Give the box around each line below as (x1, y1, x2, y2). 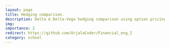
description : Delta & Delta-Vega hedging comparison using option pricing (5, 16, 166, 21)
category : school (5, 35, 42, 40)
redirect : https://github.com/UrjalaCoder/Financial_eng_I (5, 30, 133, 35)
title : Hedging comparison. (5, 12, 65, 17)
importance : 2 (5, 26, 35, 31)
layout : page (5, 7, 33, 12)
